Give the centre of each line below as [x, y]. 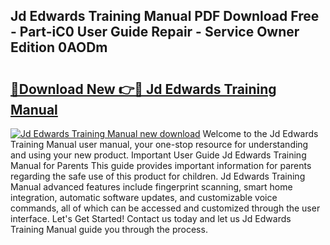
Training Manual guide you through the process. [109, 229]
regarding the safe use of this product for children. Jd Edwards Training [158, 176]
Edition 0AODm [59, 47]
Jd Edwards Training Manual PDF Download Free [165, 16]
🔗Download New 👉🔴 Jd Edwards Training [143, 89]
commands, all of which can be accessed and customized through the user [165, 208]
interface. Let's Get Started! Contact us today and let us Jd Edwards [151, 218]
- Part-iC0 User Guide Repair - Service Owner [155, 32]
